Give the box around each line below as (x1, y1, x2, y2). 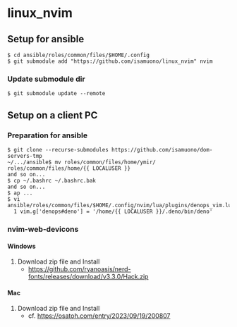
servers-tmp (7, 152, 42, 159)
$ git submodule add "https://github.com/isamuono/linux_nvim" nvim (7, 58, 213, 65)
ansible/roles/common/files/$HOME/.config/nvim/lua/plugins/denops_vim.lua (7, 202, 235, 209)
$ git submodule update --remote (7, 90, 106, 97)
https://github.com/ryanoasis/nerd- (28, 265, 132, 273)
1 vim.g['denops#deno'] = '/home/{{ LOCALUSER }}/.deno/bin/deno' (13, 208, 213, 215)
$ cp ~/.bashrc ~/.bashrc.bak (7, 177, 97, 184)
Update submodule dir (7, 74, 86, 84)
